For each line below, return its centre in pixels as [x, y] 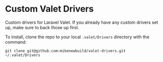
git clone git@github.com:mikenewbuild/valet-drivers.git [65, 51]
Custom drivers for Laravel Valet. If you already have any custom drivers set [81, 22]
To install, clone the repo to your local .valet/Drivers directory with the [77, 37]
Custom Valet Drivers [49, 9]
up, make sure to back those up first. [42, 27]
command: [16, 42]
